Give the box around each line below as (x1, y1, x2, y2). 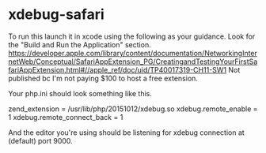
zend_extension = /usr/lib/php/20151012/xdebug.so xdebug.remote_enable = (8, 104, 258, 114)
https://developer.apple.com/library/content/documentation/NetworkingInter (8, 48, 257, 58)
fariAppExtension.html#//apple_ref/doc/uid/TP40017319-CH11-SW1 (8, 65, 227, 74)
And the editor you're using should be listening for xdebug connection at (8, 128, 245, 137)
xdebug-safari (8, 6, 104, 24)
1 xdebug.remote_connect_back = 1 (8, 112, 123, 121)
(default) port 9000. (8, 136, 73, 145)
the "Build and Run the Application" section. (8, 39, 152, 49)
